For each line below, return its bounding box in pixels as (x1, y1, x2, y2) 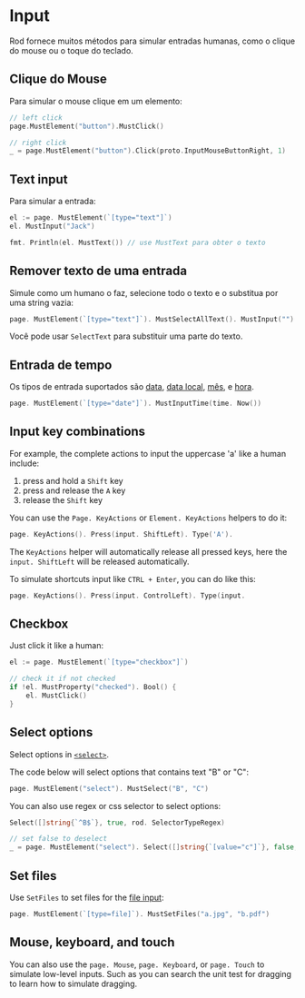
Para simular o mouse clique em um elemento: (9, 95, 183, 106)
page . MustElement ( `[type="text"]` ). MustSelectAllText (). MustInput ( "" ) (9, 314, 295, 323)
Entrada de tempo (9, 357, 113, 372)
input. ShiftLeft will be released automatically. (9, 556, 190, 567)
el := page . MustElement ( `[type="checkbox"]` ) (9, 657, 189, 667)
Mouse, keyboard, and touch (9, 934, 175, 950)
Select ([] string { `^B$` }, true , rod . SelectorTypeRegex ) (9, 818, 225, 827)
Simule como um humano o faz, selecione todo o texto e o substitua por (9, 287, 279, 298)
